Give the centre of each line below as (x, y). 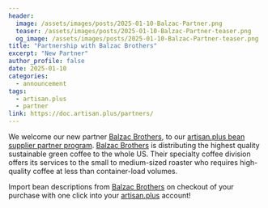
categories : (28, 76)
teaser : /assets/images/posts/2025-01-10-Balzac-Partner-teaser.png (134, 31)
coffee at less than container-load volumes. (105, 171)
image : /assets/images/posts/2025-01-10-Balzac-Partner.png (119, 23)
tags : (17, 91)
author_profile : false (47, 62)
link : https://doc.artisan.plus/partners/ (81, 114)
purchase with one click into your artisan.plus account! (100, 195)
